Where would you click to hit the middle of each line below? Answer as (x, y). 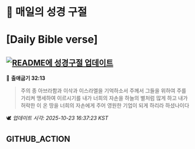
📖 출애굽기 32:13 (26, 78)
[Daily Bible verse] (52, 40)
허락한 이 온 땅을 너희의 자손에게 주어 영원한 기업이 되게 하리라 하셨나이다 (105, 106)
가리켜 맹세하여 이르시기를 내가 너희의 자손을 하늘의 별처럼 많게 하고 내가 (104, 98)
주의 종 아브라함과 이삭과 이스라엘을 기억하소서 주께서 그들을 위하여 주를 (103, 91)
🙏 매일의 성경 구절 (47, 12)
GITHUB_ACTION (38, 139)
